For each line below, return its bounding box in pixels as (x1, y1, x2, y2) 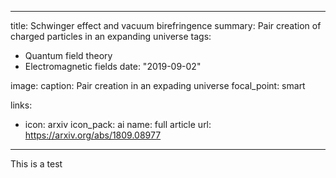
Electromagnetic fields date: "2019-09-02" (24, 61, 202, 72)
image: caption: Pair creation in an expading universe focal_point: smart (10, 80, 306, 91)
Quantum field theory (24, 50, 113, 61)
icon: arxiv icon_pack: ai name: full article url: (24, 119, 212, 130)
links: (10, 99, 33, 111)
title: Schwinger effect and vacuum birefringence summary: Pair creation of (10, 20, 322, 31)
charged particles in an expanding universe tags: (10, 31, 212, 42)
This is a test (10, 158, 63, 170)
